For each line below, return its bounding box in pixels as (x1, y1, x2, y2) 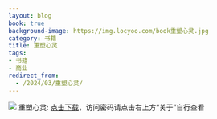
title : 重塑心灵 (8, 42, 58, 50)
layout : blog (8, 11, 52, 20)
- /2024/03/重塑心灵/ (15, 79, 83, 87)
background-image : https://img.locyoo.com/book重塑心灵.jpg (8, 27, 209, 35)
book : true (8, 19, 45, 27)
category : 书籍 (8, 34, 57, 43)
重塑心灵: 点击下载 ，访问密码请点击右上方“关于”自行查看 (18, 102, 205, 112)
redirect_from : (8, 72, 59, 80)
